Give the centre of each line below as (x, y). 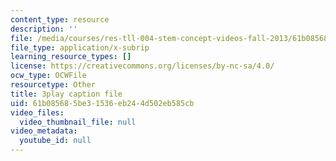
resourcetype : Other (53, 85)
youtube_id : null (55, 141)
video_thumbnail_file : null (78, 122)
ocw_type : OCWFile (48, 76)
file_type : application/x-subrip (80, 47)
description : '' (44, 29)
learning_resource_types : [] (71, 57)
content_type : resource (60, 19)
